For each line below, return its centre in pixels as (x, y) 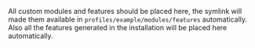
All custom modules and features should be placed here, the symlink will (125, 11)
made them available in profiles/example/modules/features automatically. (128, 19)
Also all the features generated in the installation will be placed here (118, 27)
